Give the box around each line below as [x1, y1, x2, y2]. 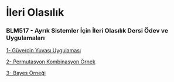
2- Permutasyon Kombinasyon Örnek [6, 58, 95, 65]
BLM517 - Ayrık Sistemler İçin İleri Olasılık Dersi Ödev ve [6, 27, 169, 35]
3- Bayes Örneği [6, 70, 46, 77]
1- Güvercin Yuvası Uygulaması [6, 47, 81, 54]
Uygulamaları [6, 34, 45, 42]
